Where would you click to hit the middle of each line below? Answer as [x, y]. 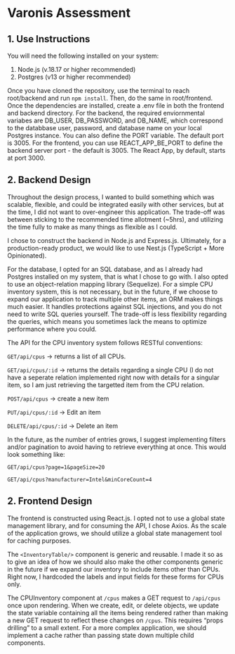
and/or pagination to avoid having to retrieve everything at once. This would [117, 447]
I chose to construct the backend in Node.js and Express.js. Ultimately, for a [117, 240]
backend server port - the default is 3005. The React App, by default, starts [116, 150]
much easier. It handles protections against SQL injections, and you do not [115, 306]
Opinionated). [27, 256]
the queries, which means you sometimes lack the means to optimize [107, 321]
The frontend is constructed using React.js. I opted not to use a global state [116, 518]
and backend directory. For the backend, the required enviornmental [106, 113]
